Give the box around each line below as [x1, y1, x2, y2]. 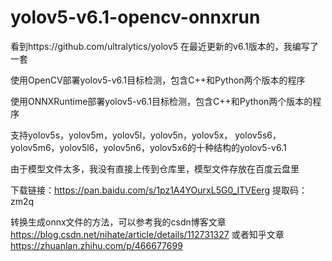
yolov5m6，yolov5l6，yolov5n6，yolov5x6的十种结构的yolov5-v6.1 [10, 141, 287, 153]
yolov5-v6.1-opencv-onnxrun [10, 6, 261, 29]
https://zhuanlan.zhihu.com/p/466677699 [10, 239, 183, 251]
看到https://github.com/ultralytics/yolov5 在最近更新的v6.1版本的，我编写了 [10, 40, 319, 52]
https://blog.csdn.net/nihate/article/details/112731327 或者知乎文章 [10, 228, 285, 240]
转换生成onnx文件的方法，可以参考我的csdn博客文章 [10, 216, 227, 228]
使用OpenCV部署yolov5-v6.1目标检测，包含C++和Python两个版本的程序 [10, 74, 306, 86]
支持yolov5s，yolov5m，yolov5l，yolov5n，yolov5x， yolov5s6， [10, 129, 282, 141]
